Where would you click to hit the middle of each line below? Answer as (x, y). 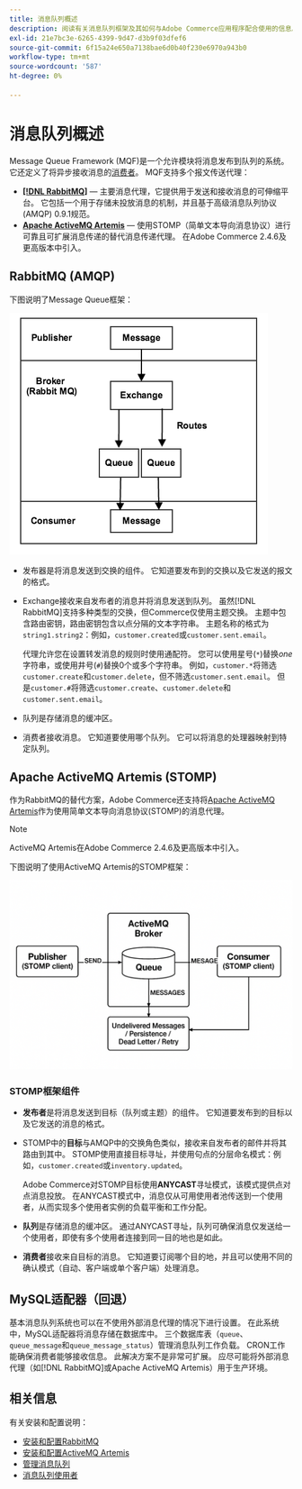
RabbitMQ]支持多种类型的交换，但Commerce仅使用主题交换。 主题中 (150, 612)
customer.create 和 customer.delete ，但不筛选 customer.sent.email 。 (149, 676)
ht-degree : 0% (36, 77)
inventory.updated (145, 1166)
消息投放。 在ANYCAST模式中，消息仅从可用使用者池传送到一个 (149, 1196)
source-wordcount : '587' (56, 67)
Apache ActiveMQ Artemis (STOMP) (113, 776)
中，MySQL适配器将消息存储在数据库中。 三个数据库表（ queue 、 (129, 1334)
